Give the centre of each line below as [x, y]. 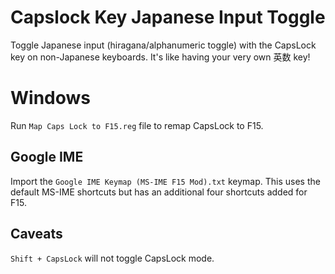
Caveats [36, 234]
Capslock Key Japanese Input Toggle [168, 17]
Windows [50, 98]
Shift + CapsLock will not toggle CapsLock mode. [112, 258]
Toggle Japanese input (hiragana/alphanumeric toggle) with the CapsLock [163, 45]
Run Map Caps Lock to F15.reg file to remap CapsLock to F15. [137, 125]
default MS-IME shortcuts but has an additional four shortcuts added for [159, 192]
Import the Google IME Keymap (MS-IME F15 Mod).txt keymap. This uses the [165, 181]
